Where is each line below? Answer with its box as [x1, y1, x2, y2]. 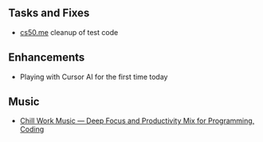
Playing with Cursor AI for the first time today [19, 72, 168, 81]
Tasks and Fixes [8, 6, 90, 20]
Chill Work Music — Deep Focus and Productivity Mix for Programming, [19, 116, 255, 126]
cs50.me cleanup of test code [19, 27, 119, 37]
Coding [19, 124, 45, 134]
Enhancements [8, 51, 85, 65]
